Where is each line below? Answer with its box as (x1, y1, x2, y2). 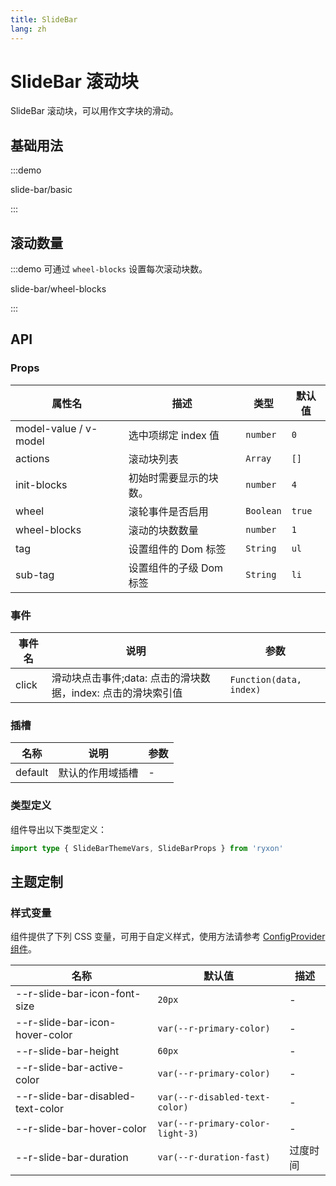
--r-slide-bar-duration (15, 1151, 129, 1165)
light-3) (157, 1128, 200, 1140)
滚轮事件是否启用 (128, 504, 209, 518)
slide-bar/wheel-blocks (10, 283, 107, 295)
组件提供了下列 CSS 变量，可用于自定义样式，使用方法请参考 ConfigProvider (10, 931, 326, 943)
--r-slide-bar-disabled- (15, 1089, 137, 1103)
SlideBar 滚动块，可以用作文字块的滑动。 (10, 105, 179, 117)
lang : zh (10, 24, 47, 34)
